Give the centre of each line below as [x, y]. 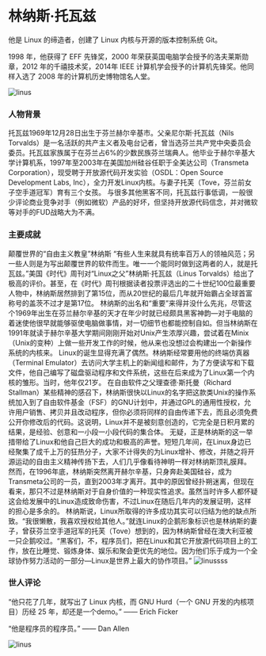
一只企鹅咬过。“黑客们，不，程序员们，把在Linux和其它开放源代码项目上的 [129, 540]
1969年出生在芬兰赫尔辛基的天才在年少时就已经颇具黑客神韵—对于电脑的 [134, 313]
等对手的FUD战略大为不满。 [53, 212]
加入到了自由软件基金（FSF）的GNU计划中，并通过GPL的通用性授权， [129, 402]
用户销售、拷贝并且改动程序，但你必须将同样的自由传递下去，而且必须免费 [136, 412]
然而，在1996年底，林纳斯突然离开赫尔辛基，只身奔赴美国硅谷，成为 [120, 471]
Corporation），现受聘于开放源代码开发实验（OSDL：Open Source [116, 173]
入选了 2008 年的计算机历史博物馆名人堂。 [84, 76]
